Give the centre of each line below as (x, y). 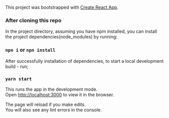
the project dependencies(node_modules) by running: (61, 37)
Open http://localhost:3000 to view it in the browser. (60, 94)
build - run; (17, 66)
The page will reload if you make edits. (46, 104)
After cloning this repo (33, 20)
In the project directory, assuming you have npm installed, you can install (81, 31)
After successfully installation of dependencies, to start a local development (85, 61)
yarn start (18, 79)
